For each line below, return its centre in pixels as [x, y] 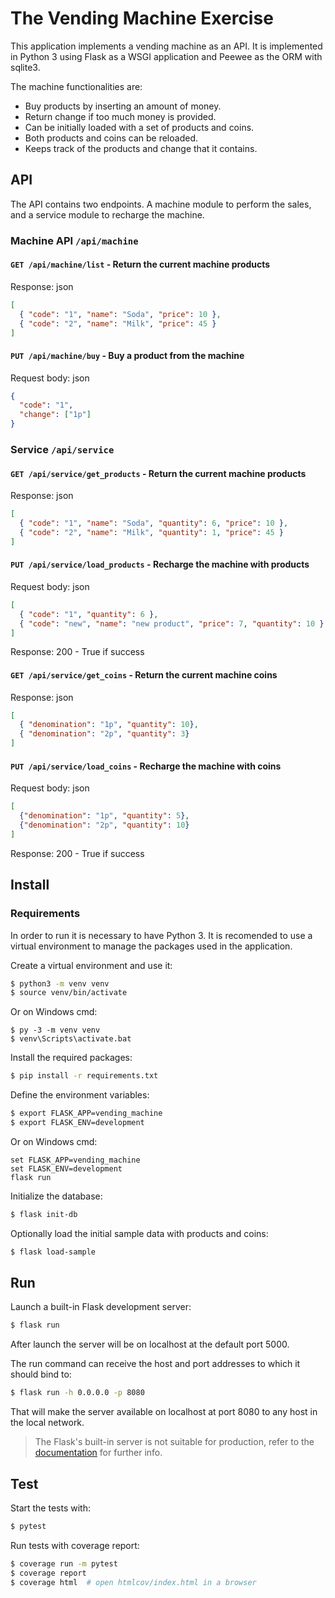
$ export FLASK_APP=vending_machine [86, 1113]
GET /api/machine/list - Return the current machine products [140, 264]
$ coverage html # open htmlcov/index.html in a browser [133, 1582]
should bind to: [41, 1374]
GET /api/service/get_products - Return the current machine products [158, 473]
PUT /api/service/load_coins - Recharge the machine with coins [146, 766]
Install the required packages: [71, 1058]
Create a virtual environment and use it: [91, 965]
